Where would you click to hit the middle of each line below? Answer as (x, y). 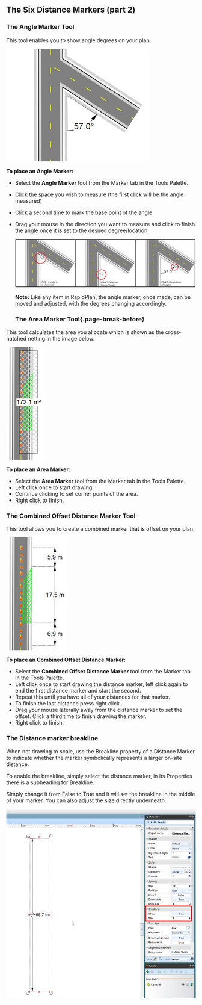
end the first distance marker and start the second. (78, 691)
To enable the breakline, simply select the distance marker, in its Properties (99, 776)
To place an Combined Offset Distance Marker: (66, 660)
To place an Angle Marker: (40, 171)
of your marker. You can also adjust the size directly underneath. (86, 800)
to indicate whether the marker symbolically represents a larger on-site (94, 758)
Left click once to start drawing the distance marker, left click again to (101, 684)
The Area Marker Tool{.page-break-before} (80, 319)
